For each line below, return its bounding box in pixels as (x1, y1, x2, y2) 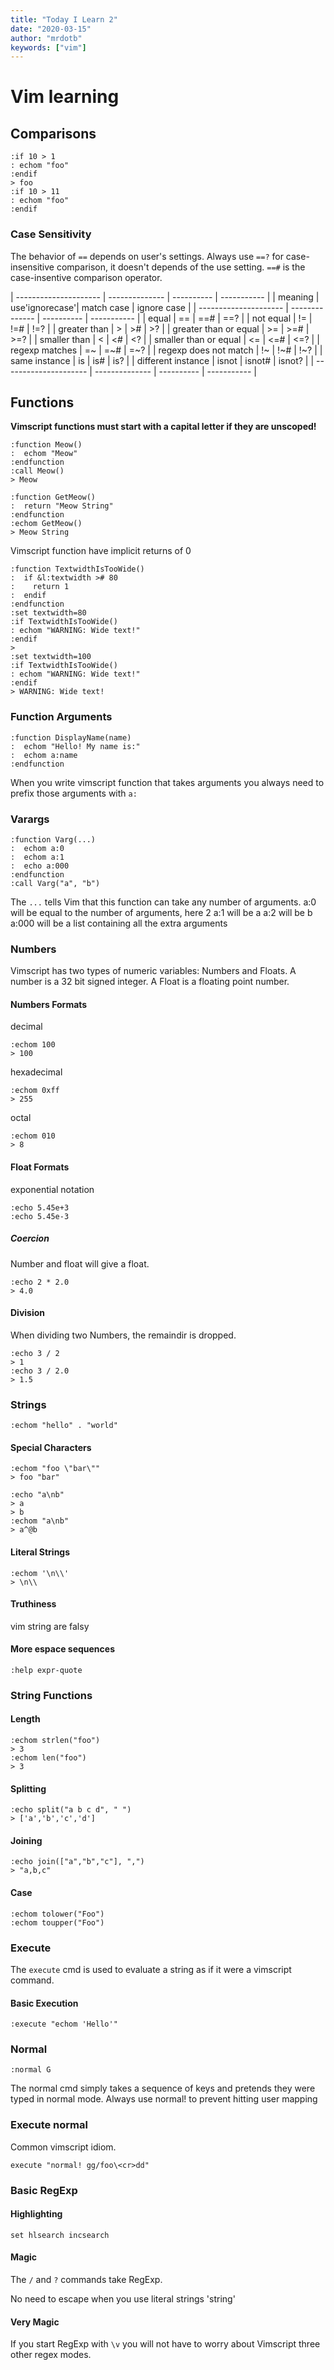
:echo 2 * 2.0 (10, 1277, 70, 1287)
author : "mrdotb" (10, 33, 83, 43)
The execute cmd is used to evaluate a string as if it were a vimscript (10, 1963, 292, 1975)
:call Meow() (10, 466, 65, 476)
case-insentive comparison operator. (10, 271, 163, 283)
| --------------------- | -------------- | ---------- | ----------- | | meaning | (10, 291, 320, 303)
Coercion (10, 1232, 50, 1245)
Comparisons (10, 125, 97, 142)
